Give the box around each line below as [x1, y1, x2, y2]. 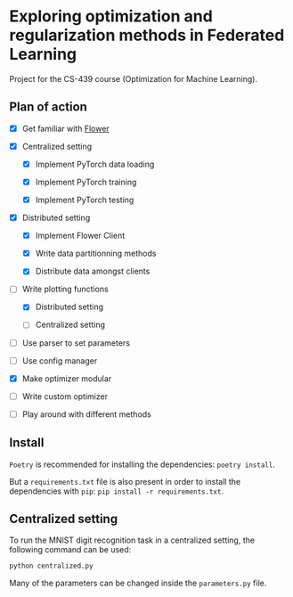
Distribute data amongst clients [35, 266, 151, 277]
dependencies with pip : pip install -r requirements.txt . [9, 486, 224, 496]
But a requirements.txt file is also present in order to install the [9, 476, 241, 487]
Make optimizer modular [21, 372, 112, 384]
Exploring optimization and [9, 6, 214, 27]
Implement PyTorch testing [35, 194, 134, 205]
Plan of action [9, 100, 87, 115]
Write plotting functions [21, 283, 109, 295]
